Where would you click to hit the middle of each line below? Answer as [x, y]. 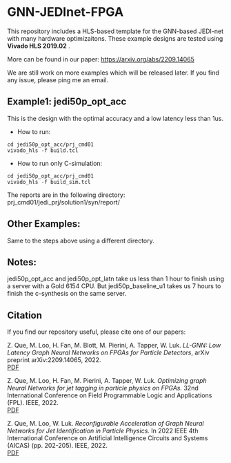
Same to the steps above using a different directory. [81, 240]
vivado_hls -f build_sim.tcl [49, 182]
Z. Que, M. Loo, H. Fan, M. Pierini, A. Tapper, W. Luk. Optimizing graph [107, 381]
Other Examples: [44, 224]
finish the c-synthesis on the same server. [67, 294]
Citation [25, 315]
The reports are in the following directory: [66, 195]
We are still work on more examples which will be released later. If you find [113, 73]
